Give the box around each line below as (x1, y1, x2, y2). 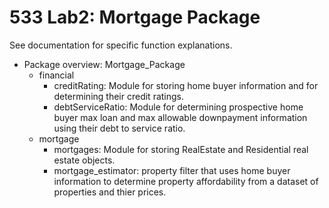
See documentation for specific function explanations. (9, 39, 233, 51)
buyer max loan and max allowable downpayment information (53, 111, 308, 123)
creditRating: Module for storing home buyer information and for (53, 79, 319, 91)
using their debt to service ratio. (53, 122, 186, 134)
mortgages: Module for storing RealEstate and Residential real (53, 143, 309, 155)
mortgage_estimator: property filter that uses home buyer (53, 164, 291, 176)
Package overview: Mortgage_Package (23, 58, 186, 70)
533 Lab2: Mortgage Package (9, 6, 261, 29)
